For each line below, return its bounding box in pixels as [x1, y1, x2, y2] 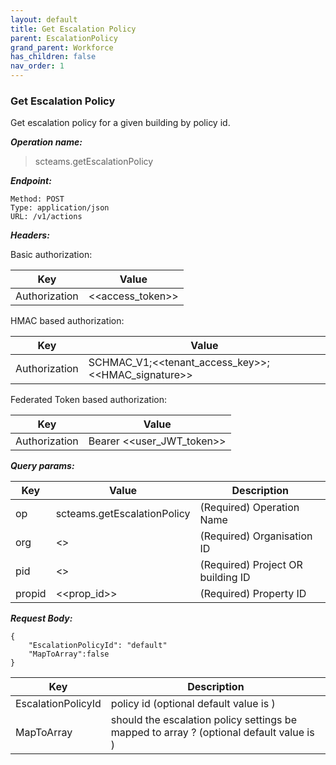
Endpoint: [10, 175, 52, 187]
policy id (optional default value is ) [110, 697, 276, 711]
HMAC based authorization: [10, 315, 125, 327]
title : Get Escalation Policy [10, 24, 137, 34]
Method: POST [10, 194, 65, 205]
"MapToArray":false [28, 649, 110, 660]
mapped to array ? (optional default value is [110, 726, 315, 740]
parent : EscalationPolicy [10, 33, 118, 43]
